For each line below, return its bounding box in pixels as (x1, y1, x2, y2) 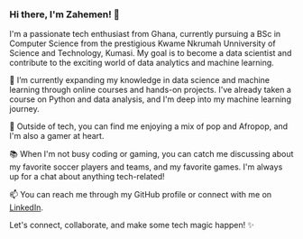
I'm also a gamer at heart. (9, 131, 105, 142)
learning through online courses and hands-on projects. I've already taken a (9, 85, 291, 96)
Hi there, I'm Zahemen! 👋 (9, 8, 120, 21)
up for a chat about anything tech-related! (9, 171, 165, 182)
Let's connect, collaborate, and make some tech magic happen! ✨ (9, 220, 254, 231)
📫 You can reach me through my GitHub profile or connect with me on (9, 189, 272, 200)
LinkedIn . (9, 202, 43, 213)
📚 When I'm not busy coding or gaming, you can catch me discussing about (9, 149, 294, 160)
